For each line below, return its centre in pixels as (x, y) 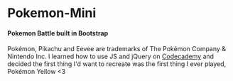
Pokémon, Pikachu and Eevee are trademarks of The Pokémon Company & (116, 49)
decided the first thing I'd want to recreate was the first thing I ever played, (117, 64)
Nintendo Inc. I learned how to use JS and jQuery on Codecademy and (111, 56)
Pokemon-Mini (52, 13)
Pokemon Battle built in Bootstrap (58, 33)
